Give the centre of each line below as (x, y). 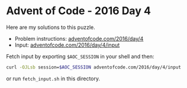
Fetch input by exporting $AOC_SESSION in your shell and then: (80, 56)
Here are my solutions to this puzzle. (51, 27)
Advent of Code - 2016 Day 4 (78, 11)
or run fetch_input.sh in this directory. (53, 79)
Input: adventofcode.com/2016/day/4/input (67, 45)
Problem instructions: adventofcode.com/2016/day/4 (79, 38)
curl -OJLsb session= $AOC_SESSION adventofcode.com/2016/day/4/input (94, 67)
